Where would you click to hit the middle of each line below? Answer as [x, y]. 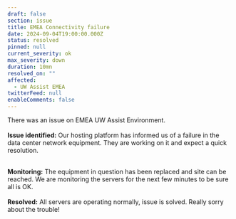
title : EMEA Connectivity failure [59, 27]
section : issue [30, 21]
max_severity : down [36, 60]
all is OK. [20, 187]
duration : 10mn [30, 67]
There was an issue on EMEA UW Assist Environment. [87, 120]
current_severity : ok [40, 54]
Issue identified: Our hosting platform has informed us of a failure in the [113, 135]
